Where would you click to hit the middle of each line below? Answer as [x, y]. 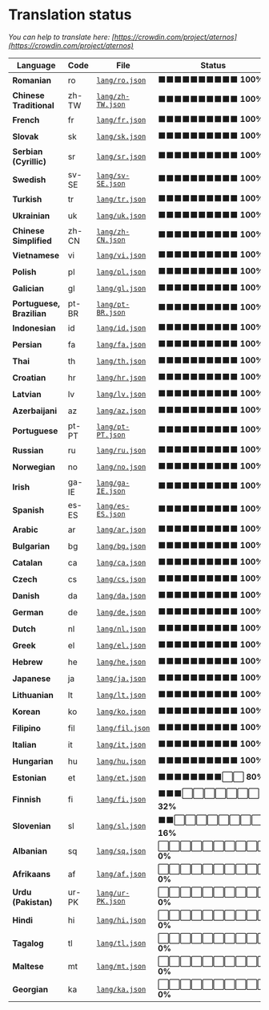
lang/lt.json [121, 695]
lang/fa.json [121, 345]
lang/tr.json [121, 199]
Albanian [30, 850]
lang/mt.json [121, 966]
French [26, 120]
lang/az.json [121, 411]
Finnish [27, 800]
